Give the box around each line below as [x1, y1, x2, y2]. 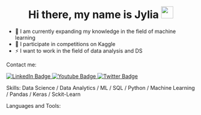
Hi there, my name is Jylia [28, 8, 159, 22]
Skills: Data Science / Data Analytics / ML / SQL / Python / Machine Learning [6, 84, 195, 91]
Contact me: [6, 60, 37, 68]
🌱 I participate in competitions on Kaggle [14, 40, 116, 47]
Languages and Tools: [6, 102, 61, 109]
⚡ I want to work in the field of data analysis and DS [14, 47, 143, 54]
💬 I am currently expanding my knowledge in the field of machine [14, 28, 176, 35]
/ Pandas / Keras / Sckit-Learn [6, 90, 81, 98]
